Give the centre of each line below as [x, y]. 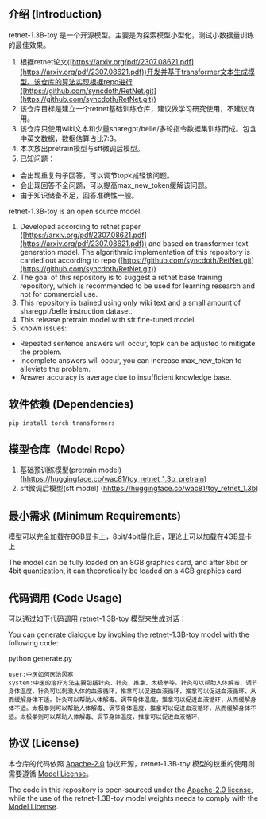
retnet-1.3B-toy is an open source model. [75, 211]
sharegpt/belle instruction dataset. [76, 311]
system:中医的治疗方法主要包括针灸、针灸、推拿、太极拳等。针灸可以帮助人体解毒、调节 [133, 683]
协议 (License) [44, 743]
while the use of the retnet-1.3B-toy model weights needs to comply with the [133, 798]
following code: [33, 643]
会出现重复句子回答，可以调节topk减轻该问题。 [96, 175]
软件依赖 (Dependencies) [71, 404]
